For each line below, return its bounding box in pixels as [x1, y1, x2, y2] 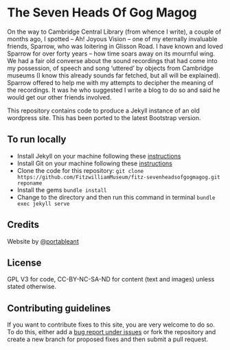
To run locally [7, 134, 67, 145]
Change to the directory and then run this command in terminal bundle [16, 193, 216, 201]
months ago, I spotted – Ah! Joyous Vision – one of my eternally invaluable [7, 34, 218, 43]
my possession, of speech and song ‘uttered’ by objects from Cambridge [7, 64, 214, 72]
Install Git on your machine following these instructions [16, 159, 173, 167]
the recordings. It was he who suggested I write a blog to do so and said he [7, 86, 220, 94]
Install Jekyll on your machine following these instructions [16, 152, 181, 160]
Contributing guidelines [7, 302, 111, 314]
